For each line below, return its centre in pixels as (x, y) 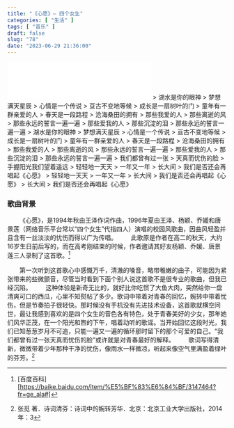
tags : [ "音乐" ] (31, 26)
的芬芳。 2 (21, 357)
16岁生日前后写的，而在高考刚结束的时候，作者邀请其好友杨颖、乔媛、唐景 (114, 246)
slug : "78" (23, 40)
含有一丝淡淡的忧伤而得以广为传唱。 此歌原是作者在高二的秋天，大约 (118, 238)
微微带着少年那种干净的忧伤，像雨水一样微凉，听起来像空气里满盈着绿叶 (123, 348)
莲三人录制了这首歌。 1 (39, 255)
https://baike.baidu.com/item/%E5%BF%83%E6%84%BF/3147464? (118, 386)
